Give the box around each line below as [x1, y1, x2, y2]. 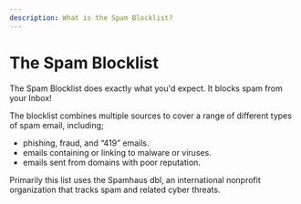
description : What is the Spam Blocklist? [9, 13, 173, 23]
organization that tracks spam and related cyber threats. [9, 184, 221, 195]
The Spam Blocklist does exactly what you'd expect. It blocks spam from [9, 83, 283, 94]
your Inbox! [9, 92, 52, 103]
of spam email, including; [9, 119, 105, 130]
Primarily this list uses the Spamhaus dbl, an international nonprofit [9, 174, 262, 185]
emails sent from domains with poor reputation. [22, 157, 201, 168]
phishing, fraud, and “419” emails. [22, 138, 150, 148]
